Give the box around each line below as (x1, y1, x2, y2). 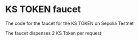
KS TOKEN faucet (5, 4, 81, 15)
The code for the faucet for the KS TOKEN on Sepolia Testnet (5, 20, 134, 26)
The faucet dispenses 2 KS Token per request (5, 30, 102, 36)
